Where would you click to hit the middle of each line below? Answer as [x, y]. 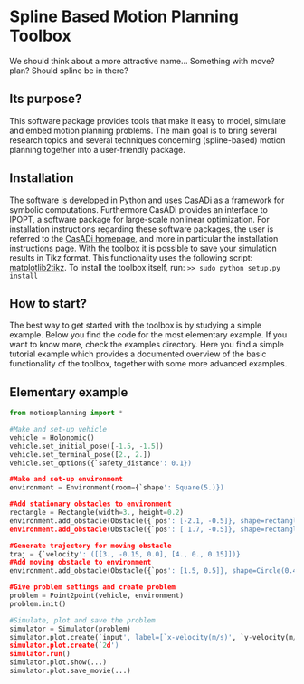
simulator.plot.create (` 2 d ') [64, 646]
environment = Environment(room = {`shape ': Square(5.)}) [117, 488]
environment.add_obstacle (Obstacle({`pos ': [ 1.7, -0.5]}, [123, 529]
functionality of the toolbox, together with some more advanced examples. [148, 364]
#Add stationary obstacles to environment [90, 504]
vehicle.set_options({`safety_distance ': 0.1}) [101, 463]
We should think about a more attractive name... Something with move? [142, 61]
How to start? [48, 304]
